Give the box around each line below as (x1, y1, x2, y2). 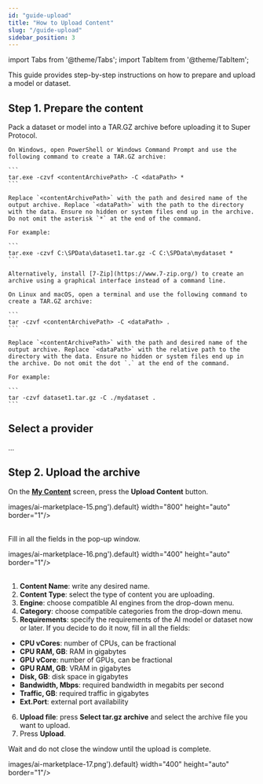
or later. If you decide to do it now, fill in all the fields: (19, 623, 191, 632)
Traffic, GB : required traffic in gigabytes (19, 688, 149, 697)
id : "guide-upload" (8, 11, 72, 20)
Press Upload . (19, 729, 67, 738)
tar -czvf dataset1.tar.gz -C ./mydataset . (8, 394, 156, 402)
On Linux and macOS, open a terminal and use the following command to (8, 290, 247, 299)
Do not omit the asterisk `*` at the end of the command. (8, 215, 202, 223)
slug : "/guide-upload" (8, 26, 82, 34)
